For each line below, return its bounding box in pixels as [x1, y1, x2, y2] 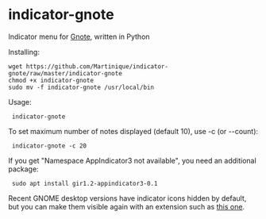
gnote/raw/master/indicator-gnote [8, 69, 123, 77]
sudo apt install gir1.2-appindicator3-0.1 [11, 179, 158, 187]
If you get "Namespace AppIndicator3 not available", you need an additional [8, 156, 256, 165]
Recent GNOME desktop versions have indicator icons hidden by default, [8, 193, 247, 203]
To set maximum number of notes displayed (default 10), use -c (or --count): [8, 126, 259, 136]
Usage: [8, 97, 32, 106]
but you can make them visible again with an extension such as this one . [8, 202, 245, 211]
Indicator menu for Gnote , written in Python [8, 32, 150, 41]
